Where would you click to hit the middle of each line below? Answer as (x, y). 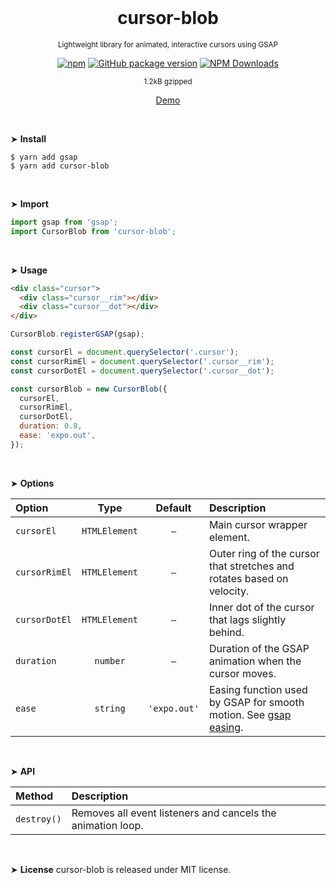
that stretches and (251, 566)
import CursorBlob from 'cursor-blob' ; (93, 231)
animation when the (255, 661)
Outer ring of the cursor (264, 553)
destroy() (38, 819)
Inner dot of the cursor (261, 607)
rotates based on (248, 578)
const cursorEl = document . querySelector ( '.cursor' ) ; (125, 352)
